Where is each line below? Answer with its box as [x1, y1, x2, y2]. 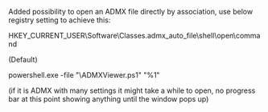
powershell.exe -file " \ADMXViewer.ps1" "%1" [8, 70, 160, 79]
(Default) [8, 55, 38, 64]
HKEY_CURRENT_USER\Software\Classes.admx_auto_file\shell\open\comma [8, 31, 261, 40]
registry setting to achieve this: [8, 15, 111, 25]
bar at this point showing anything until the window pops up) [8, 94, 209, 103]
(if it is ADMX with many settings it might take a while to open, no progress [8, 86, 256, 95]
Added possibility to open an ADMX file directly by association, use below [8, 7, 254, 16]
